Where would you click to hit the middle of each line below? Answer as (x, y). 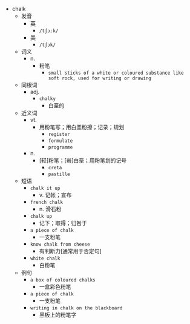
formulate (61, 141)
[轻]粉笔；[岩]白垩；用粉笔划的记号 (83, 160)
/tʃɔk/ (47, 45)
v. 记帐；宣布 (55, 195)
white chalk (45, 258)
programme (61, 147)
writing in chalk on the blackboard (76, 308)
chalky (47, 99)
